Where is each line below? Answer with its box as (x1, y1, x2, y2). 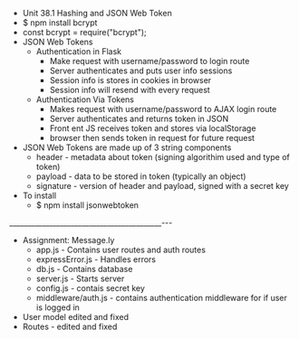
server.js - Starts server (35, 273, 125, 284)
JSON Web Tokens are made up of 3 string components (22, 142, 232, 153)
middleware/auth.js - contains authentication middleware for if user (35, 293, 288, 303)
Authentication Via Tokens (35, 94, 134, 105)
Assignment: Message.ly (22, 235, 115, 245)
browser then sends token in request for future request (49, 133, 256, 143)
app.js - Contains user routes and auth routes (35, 244, 207, 255)
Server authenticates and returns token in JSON (49, 113, 229, 124)
